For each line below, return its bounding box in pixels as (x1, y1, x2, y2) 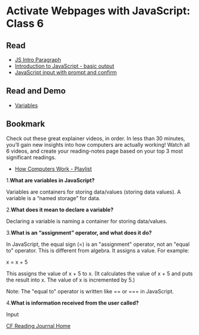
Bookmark (6, 119, 46, 129)
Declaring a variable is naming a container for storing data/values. (6, 217, 168, 225)
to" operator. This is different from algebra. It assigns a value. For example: (6, 246, 189, 254)
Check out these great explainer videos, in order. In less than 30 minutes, (6, 135, 185, 142)
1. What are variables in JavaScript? (6, 176, 95, 184)
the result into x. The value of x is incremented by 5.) (6, 276, 135, 283)
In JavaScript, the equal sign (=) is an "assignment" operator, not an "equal (6, 241, 190, 248)
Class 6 (6, 17, 44, 30)
